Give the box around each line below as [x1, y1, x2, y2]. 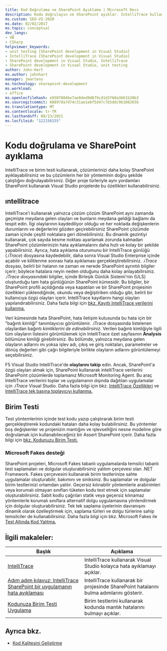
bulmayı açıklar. [84, 610, 121, 617]
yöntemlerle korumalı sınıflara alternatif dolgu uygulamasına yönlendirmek [5, 498, 157, 504]
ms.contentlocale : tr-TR [5, 109, 57, 114]
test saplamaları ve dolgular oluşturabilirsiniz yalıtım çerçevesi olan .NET [5, 466, 153, 472]
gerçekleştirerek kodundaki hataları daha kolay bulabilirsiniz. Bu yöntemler [5, 421, 158, 427]
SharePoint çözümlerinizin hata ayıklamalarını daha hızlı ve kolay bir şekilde [5, 242, 159, 248]
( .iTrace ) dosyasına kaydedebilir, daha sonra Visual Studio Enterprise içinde [5, 252, 160, 259]
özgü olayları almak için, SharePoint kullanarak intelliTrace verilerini [5, 367, 143, 373]
